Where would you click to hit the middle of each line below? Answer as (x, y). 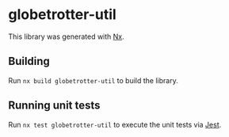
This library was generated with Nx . (66, 36)
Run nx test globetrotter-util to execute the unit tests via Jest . (115, 124)
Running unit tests (54, 106)
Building (29, 61)
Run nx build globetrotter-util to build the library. (93, 80)
